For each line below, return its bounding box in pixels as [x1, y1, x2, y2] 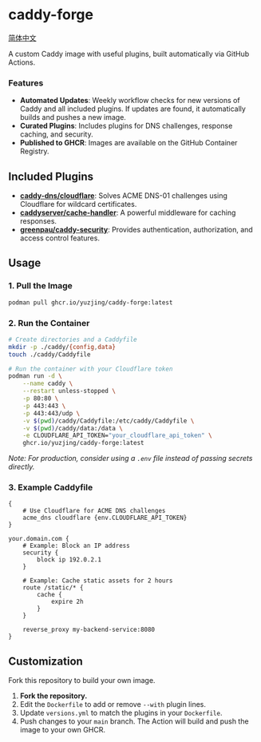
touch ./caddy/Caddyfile [8, 350, 91, 359]
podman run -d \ [8, 372, 62, 380]
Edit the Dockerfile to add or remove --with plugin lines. [19, 700, 206, 709]
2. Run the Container [8, 317, 90, 328]
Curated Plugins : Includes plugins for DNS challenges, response [19, 121, 233, 131]
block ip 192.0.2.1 [37, 556, 102, 564]
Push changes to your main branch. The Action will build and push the [19, 716, 249, 726]
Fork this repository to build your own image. [8, 676, 156, 685]
